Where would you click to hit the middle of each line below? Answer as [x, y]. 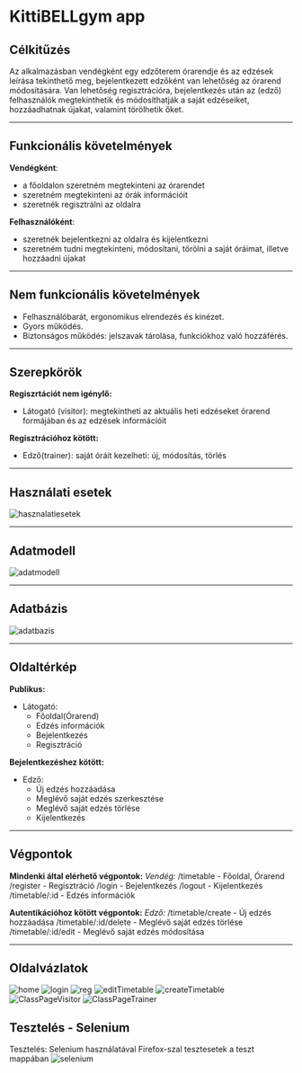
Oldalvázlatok [49, 968]
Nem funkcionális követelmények [105, 295]
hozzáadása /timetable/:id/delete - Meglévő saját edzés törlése [126, 922]
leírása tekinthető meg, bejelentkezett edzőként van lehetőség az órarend [145, 81]
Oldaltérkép [43, 667]
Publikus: [27, 688]
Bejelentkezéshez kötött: [57, 762]
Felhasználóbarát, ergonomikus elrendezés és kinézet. [123, 316]
